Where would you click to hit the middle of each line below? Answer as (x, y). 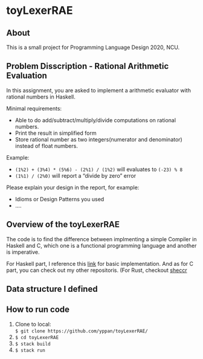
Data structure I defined (52, 289)
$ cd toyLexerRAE (37, 337)
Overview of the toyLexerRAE (63, 225)
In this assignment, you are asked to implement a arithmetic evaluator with (99, 90)
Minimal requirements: (34, 108)
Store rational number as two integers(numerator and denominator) (98, 139)
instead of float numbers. (47, 146)
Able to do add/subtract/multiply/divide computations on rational (95, 120)
